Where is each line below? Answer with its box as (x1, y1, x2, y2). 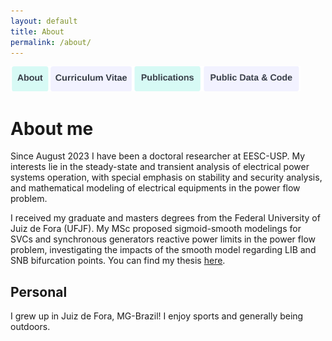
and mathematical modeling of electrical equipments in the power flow (10, 182, 301, 194)
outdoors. (10, 321, 51, 333)
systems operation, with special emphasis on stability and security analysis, (10, 171, 323, 184)
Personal (10, 283, 68, 300)
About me (10, 117, 94, 140)
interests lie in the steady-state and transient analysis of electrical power (10, 161, 310, 173)
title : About (10, 26, 65, 37)
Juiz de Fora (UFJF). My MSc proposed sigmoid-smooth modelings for (10, 223, 302, 235)
